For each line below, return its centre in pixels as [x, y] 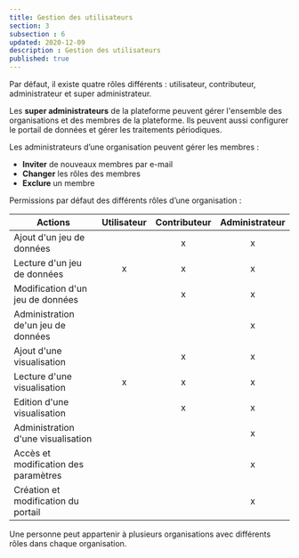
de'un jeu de [40, 325]
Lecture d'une [43, 376]
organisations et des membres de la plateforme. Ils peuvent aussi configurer [149, 120]
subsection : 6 [37, 34]
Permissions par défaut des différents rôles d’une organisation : [125, 200]
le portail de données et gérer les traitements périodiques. [116, 129]
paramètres [38, 475]
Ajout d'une [38, 351]
